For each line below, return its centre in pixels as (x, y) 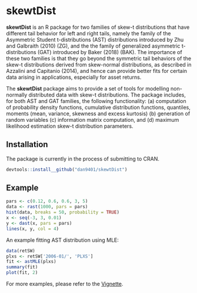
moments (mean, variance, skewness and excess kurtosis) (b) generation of (98, 114)
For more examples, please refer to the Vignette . (65, 284)
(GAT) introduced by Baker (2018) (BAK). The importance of (110, 52)
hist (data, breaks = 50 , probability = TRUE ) (63, 212)
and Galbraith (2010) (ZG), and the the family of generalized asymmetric (93, 46)
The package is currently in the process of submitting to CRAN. (83, 159)
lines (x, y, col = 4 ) (33, 229)
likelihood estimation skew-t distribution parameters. (70, 126)
